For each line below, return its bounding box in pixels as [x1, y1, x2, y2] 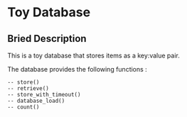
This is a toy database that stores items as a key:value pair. [7, 51, 180, 60]
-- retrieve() [7, 85, 50, 92]
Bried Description [7, 33, 87, 45]
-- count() [7, 104, 40, 111]
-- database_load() [7, 97, 65, 104]
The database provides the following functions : [7, 65, 147, 73]
